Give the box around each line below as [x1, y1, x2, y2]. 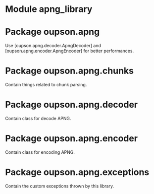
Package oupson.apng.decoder [5, 99, 138, 110]
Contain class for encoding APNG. [5, 149, 75, 155]
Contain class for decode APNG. [5, 116, 71, 121]
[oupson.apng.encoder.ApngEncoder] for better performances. [5, 48, 134, 54]
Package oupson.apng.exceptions [5, 167, 150, 178]
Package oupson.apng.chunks [5, 65, 134, 76]
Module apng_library [5, 3, 93, 15]
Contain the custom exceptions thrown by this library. [5, 183, 114, 189]
